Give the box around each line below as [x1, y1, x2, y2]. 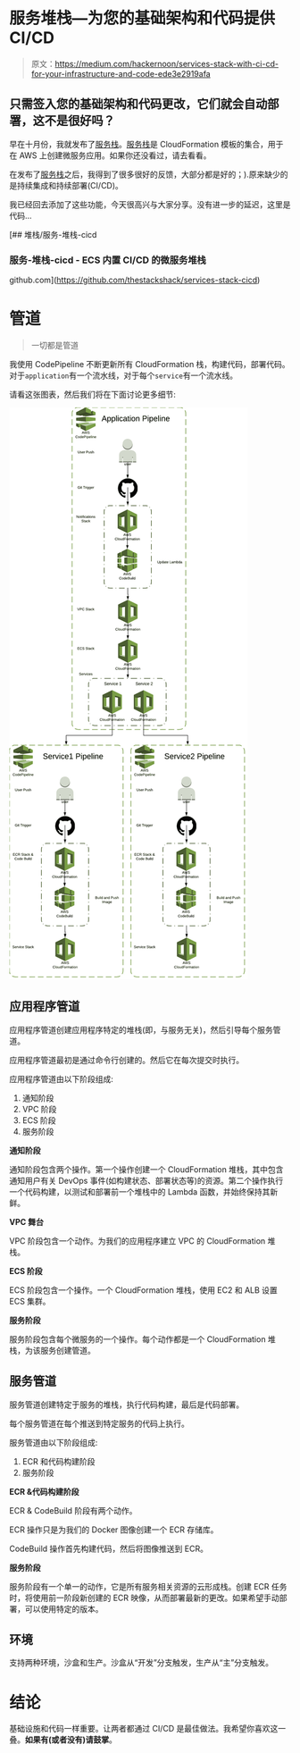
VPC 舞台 [9, 1216, 45, 1227]
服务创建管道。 [39, 1345, 96, 1355]
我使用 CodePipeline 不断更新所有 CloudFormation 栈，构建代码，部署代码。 [9, 358, 290, 369]
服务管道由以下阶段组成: [9, 1437, 98, 1447]
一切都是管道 [30, 340, 79, 350]
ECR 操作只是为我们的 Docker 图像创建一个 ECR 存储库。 [9, 1524, 219, 1535]
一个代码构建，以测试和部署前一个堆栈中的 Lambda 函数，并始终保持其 [9, 1186, 271, 1197]
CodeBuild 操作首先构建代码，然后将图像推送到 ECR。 [9, 1543, 208, 1554]
